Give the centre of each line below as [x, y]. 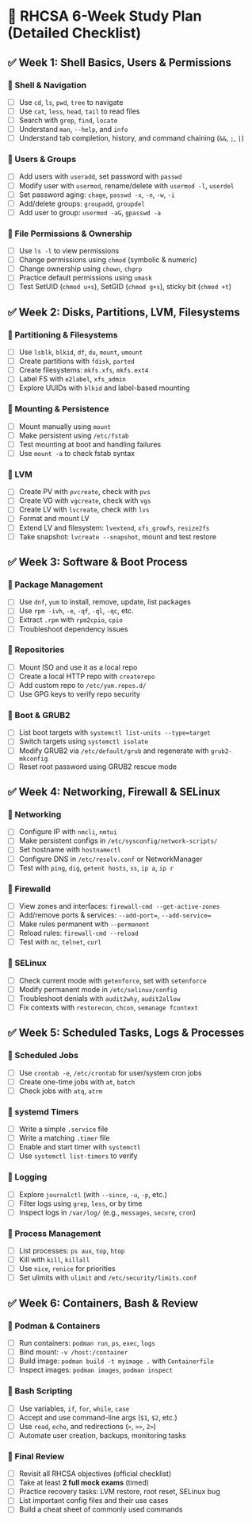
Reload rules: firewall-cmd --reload [78, 933]
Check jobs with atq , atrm [61, 1091]
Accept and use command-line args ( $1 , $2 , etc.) [98, 1417]
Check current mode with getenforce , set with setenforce [113, 980]
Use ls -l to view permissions [69, 251]
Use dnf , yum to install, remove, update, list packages [105, 602]
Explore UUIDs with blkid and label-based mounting [104, 388]
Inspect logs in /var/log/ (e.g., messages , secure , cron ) [107, 1212]
